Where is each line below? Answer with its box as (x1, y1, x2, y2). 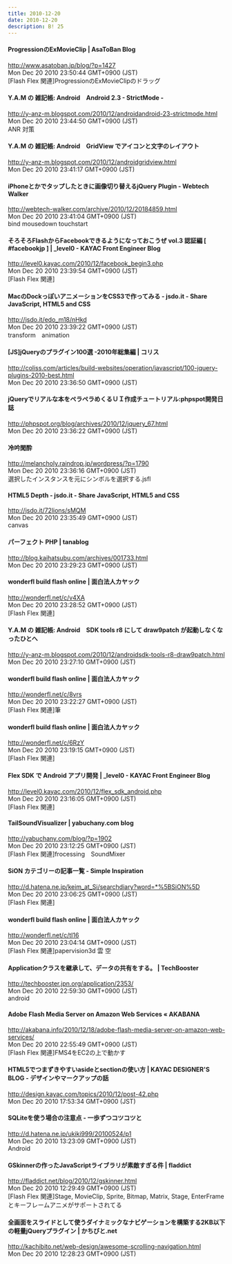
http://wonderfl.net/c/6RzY (8, 738, 85, 747)
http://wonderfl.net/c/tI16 (8, 931, 79, 939)
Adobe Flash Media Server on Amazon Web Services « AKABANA (8, 1010, 200, 1019)
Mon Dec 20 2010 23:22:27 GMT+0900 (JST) (8, 698, 137, 706)
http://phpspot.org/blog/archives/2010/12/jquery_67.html (8, 419, 168, 428)
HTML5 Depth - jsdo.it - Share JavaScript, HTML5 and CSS (8, 491, 180, 499)
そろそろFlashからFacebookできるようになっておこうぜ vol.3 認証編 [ (8, 236, 206, 245)
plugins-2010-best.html (8, 371, 75, 379)
